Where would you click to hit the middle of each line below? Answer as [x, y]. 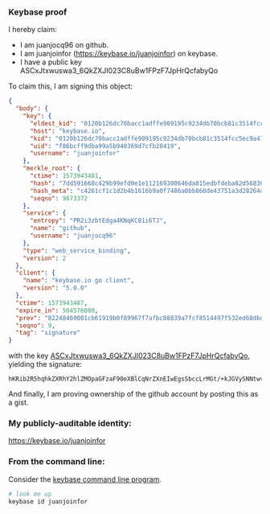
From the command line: [57, 462]
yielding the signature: [45, 364]
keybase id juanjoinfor [48, 501]
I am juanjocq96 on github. [64, 45]
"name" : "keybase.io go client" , [79, 281]
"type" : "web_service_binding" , [77, 251]
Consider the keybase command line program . [85, 479]
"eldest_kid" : [53, 123]
